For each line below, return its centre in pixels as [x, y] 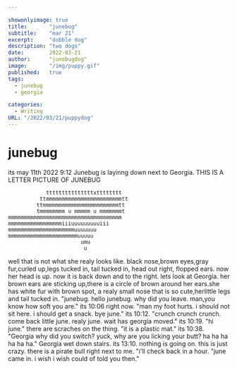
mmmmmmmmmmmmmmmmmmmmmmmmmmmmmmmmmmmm [65, 217]
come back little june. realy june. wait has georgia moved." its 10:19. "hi [111, 321]
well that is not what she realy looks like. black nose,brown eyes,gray [108, 261]
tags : [16, 79]
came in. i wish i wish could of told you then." [74, 358]
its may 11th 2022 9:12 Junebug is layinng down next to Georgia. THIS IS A [116, 172]
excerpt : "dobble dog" [48, 39]
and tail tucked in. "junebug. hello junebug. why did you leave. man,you [112, 298]
